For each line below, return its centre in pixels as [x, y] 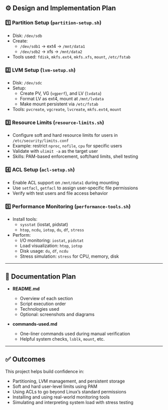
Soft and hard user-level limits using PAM [55, 386]
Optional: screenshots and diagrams [57, 314]
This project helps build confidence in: [45, 371]
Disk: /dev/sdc [27, 82]
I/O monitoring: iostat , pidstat [52, 240]
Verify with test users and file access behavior [60, 193]
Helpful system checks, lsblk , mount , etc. [62, 339]
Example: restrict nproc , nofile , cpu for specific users [67, 146]
